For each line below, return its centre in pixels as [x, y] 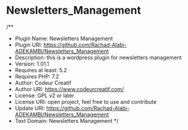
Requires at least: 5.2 [41, 70]
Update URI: [30, 108]
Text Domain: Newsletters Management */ [66, 120]
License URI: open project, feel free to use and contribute [86, 101]
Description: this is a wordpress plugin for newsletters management [98, 57]
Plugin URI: [28, 45]
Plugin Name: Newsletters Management [64, 38]
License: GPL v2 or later [45, 95]
